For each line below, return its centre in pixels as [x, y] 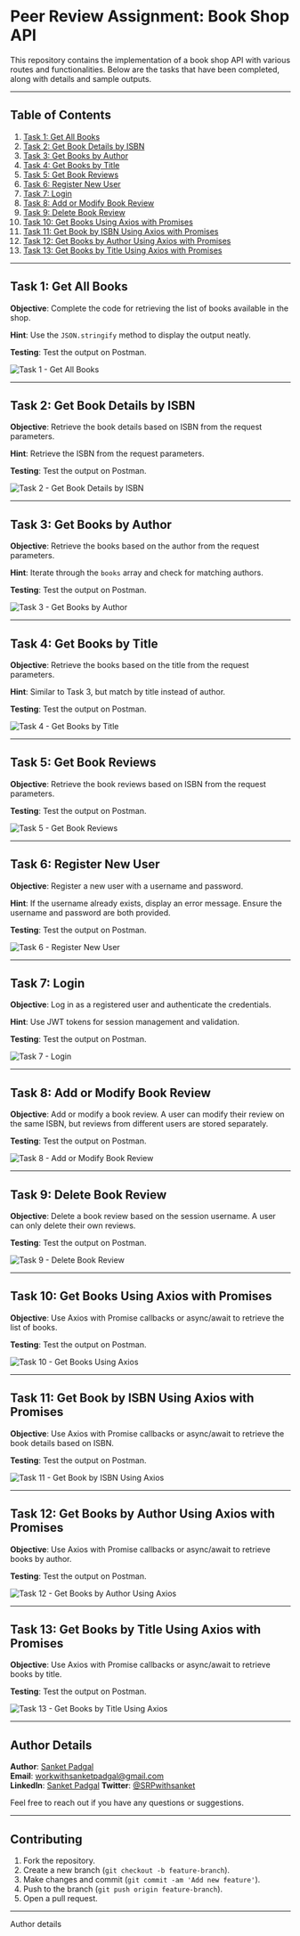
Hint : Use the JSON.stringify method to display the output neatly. [131, 335]
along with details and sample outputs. [81, 78]
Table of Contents [61, 115]
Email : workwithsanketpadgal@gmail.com [87, 1776]
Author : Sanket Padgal [52, 1767]
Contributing [46, 1839]
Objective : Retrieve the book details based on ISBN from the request [136, 427]
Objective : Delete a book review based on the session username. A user [143, 1216]
